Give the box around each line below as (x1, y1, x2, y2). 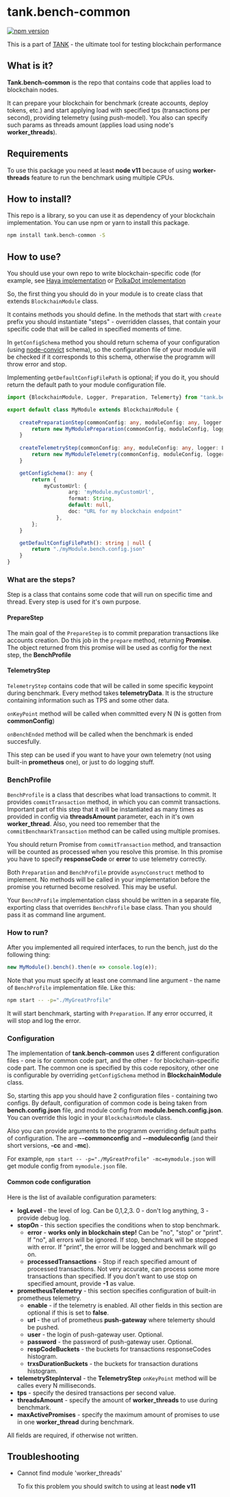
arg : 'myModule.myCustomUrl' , (68, 488, 155, 496)
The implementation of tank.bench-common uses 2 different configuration (7, 1049, 220, 1057)
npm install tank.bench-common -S (7, 232, 106, 239)
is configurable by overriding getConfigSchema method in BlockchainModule (7, 1071, 222, 1079)
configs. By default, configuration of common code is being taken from (7, 1099, 207, 1107)
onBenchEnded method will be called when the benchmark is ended (7, 730, 193, 738)
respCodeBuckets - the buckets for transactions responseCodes (27, 1345, 212, 1353)
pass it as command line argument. (7, 910, 106, 919)
